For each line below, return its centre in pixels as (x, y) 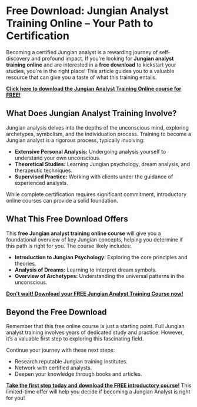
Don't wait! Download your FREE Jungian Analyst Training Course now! (95, 293)
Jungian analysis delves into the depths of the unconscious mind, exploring (98, 127)
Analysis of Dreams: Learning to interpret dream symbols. (86, 270)
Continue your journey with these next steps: (61, 350)
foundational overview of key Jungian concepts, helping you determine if (95, 239)
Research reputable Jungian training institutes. (71, 362)
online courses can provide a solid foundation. (62, 200)
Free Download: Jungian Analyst (87, 11)
